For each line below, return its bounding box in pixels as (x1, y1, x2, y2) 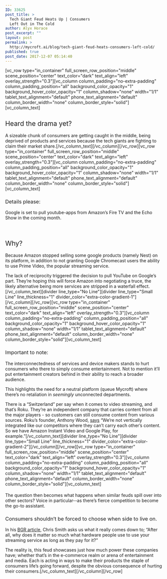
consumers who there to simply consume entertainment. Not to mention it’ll (5, 366, 160, 372)
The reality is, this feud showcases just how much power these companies (5, 547, 159, 553)
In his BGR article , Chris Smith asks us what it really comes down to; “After (5, 526, 158, 533)
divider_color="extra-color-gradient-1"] (55, 294, 137, 300)
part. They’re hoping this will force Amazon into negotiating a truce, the (5, 278, 152, 284)
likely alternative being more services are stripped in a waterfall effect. (5, 283, 150, 289)
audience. (5, 376, 26, 382)
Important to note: (5, 349, 48, 356)
